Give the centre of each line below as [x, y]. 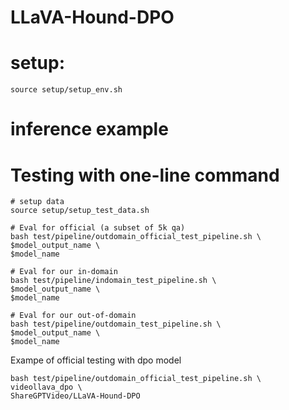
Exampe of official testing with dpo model [96, 360]
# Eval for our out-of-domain [73, 316]
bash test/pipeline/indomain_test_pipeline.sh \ [113, 281]
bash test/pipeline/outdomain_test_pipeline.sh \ [116, 324]
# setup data [37, 202]
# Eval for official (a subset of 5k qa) [98, 228]
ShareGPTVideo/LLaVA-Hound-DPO [75, 396]
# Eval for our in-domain [64, 272]
